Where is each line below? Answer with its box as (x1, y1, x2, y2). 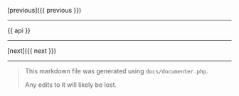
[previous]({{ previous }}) (7, 6, 82, 14)
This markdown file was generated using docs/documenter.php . (24, 67, 208, 75)
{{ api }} (7, 26, 31, 35)
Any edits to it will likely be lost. (24, 80, 117, 89)
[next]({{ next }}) (7, 47, 57, 55)
